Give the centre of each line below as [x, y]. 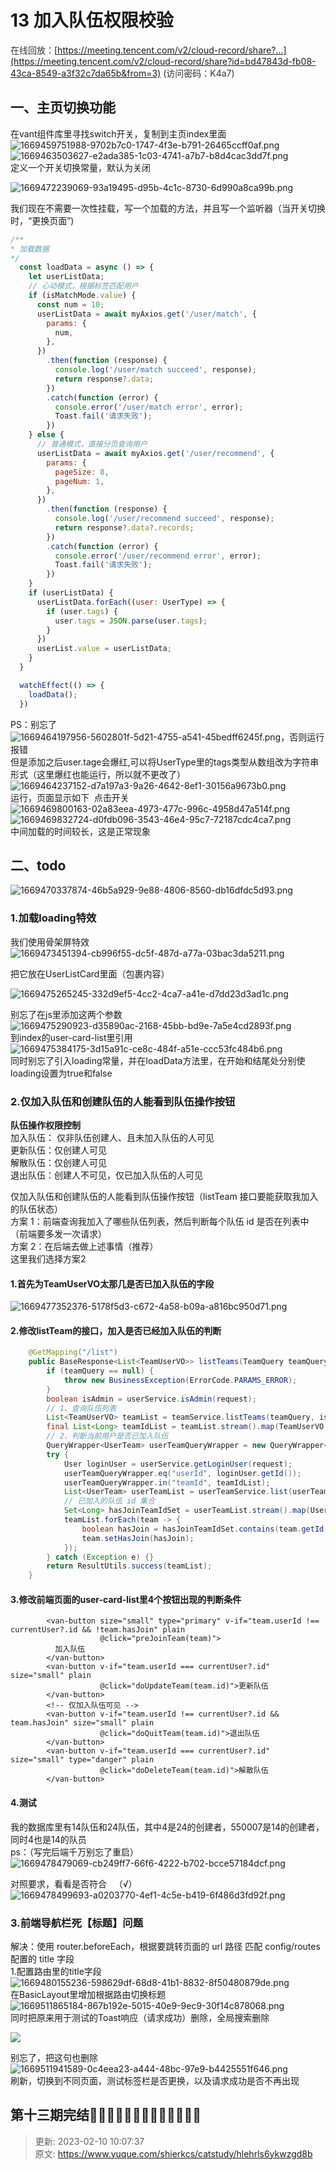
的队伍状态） [36, 1208]
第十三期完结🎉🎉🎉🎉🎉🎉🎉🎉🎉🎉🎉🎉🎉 [106, 2115]
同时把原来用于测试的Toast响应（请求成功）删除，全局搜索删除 [140, 2017]
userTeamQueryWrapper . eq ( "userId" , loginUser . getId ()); [182, 1473]
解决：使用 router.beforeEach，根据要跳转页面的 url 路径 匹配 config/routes [165, 1946]
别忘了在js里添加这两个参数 [66, 1014]
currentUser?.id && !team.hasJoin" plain [98, 1630]
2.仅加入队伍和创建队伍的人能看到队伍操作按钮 [123, 1101]
